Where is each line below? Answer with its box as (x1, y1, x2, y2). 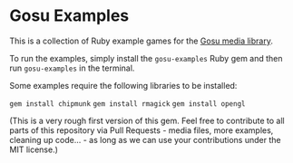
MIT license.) (9, 144, 59, 155)
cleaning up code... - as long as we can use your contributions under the (9, 134, 281, 145)
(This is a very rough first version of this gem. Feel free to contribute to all (9, 115, 285, 126)
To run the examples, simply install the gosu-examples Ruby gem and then (9, 53, 283, 63)
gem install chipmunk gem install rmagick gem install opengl (9, 99, 246, 109)
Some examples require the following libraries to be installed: (9, 80, 238, 91)
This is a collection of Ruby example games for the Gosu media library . (9, 35, 274, 46)
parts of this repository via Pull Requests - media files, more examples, (9, 124, 274, 136)
